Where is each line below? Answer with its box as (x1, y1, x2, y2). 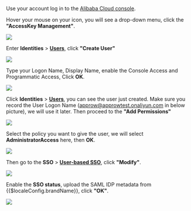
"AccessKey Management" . (6, 23, 75, 29)
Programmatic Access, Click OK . (6, 73, 85, 80)
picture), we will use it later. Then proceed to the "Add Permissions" (6, 108, 171, 115)
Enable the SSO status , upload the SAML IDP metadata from (6, 181, 152, 188)
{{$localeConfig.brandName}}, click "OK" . (6, 187, 109, 194)
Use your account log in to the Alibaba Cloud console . (6, 5, 136, 12)
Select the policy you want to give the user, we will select (6, 130, 144, 137)
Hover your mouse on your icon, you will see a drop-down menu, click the (6, 16, 184, 23)
